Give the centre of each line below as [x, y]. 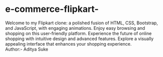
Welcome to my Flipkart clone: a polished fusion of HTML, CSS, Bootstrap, [81, 23]
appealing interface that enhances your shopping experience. [69, 44]
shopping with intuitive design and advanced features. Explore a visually [79, 39]
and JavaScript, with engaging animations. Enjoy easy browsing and [75, 28]
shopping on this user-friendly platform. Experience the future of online [79, 33]
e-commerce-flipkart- [52, 9]
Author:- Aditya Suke [27, 49]
